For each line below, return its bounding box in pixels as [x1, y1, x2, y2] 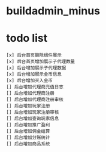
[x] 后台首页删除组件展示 [6, 52, 62, 58]
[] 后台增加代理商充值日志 [6, 84, 64, 90]
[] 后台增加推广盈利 [6, 122, 50, 128]
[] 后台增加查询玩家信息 [6, 116, 59, 122]
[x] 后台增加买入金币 [6, 77, 53, 84]
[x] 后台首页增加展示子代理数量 [6, 58, 75, 65]
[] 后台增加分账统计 [6, 135, 50, 141]
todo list [6, 32, 48, 45]
